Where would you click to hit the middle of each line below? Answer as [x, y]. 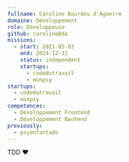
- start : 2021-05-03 [44, 47]
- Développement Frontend [52, 112]
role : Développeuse [36, 27]
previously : [25, 126]
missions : [22, 40]
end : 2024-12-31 [44, 54]
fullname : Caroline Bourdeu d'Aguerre [64, 14]
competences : [27, 106]
